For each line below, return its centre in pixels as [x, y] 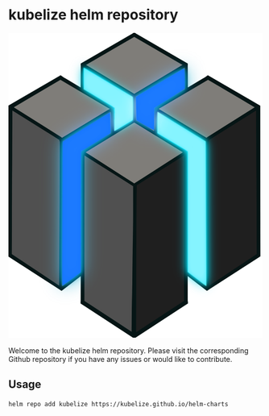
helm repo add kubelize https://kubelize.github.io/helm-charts [118, 404]
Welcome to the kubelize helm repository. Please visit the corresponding [128, 350]
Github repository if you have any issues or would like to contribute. [120, 359]
